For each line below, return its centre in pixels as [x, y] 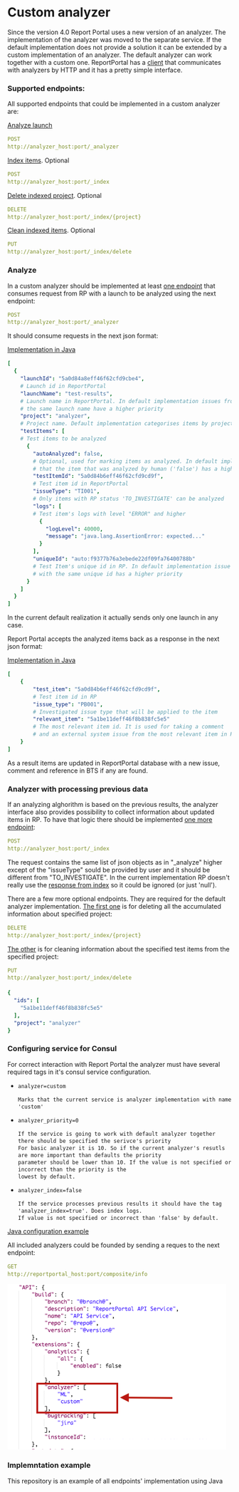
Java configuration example [48, 1231]
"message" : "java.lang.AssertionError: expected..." [125, 536]
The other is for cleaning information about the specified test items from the [118, 949]
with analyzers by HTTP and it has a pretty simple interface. [95, 70]
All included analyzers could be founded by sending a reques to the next [114, 1245]
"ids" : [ [27, 1001]
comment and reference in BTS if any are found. [78, 771]
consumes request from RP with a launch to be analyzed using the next [112, 293]
